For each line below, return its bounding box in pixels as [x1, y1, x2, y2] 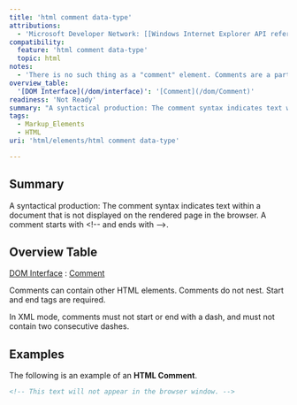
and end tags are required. [9, 294, 106, 305]
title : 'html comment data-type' [9, 12, 133, 22]
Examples [9, 347, 65, 362]
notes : [9, 63, 34, 72]
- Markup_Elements [17, 120, 86, 129]
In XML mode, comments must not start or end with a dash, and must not [9, 311, 276, 323]
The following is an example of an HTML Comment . [9, 371, 198, 381]
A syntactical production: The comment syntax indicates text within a [9, 200, 261, 210]
